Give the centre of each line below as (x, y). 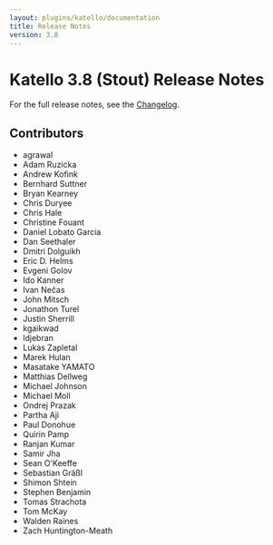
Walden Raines (50, 521)
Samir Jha (41, 453)
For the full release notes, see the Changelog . (94, 104)
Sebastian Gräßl (53, 473)
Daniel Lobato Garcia (62, 232)
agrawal (38, 155)
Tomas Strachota (54, 502)
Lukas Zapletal (50, 348)
